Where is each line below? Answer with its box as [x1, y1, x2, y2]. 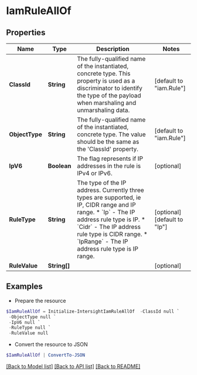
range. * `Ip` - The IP [77, 208, 135, 216]
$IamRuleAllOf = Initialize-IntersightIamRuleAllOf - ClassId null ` [6, 308, 180, 315]
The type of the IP [77, 179, 127, 187]
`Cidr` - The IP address [77, 223, 141, 231]
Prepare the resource [14, 297, 66, 304]
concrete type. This [77, 69, 131, 77]
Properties [6, 28, 46, 38]
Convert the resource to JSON [14, 341, 88, 348]
